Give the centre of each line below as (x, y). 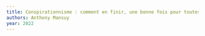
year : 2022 (20, 23)
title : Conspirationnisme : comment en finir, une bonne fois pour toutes (103, 12)
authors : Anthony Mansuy (38, 18)
